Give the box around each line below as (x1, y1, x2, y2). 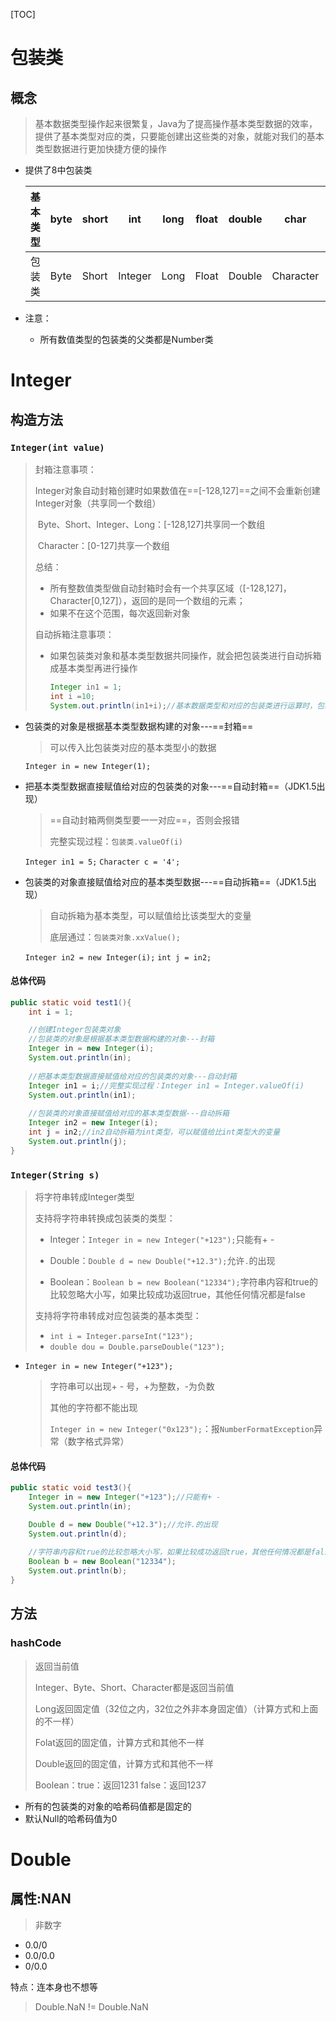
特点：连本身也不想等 (10, 1980, 98, 1993)
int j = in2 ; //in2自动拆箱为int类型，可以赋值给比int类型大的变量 (28, 1127, 281, 1138)
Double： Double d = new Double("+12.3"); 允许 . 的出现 (49, 1255, 276, 1266)
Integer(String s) (10, 1169, 100, 1181)
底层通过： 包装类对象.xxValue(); (49, 930, 181, 943)
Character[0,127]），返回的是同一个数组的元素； (49, 594, 246, 606)
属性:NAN (10, 1890, 72, 1908)
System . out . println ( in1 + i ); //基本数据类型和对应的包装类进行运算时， (49, 700, 318, 711)
